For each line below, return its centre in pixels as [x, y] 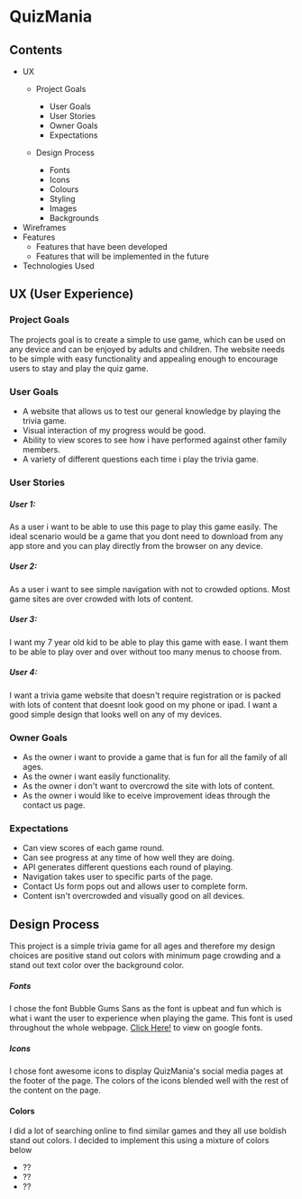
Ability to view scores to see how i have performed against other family [154, 440]
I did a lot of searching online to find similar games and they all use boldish [148, 1131]
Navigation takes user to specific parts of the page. [118, 877]
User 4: [23, 673]
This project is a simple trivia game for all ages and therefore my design [142, 946]
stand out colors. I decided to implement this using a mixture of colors [139, 1140]
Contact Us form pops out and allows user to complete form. [135, 886]
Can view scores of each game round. [93, 848]
